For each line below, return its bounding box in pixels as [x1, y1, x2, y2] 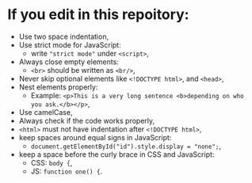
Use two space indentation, [18, 32, 109, 41]
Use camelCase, [18, 107, 73, 116]
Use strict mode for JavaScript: [18, 40, 121, 49]
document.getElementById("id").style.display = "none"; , [30, 141, 222, 151]
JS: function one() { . [30, 166, 103, 176]
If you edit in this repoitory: [7, 6, 189, 24]
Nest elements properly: [18, 82, 98, 92]
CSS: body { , [30, 158, 73, 167]
